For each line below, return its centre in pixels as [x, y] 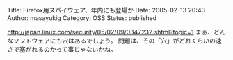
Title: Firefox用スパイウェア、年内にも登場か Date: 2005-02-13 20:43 [106, 10]
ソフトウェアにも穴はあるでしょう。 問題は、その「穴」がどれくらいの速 [118, 41]
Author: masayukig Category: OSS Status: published [82, 18]
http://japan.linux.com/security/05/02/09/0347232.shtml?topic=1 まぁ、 [111, 32]
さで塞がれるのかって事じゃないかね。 [62, 49]
